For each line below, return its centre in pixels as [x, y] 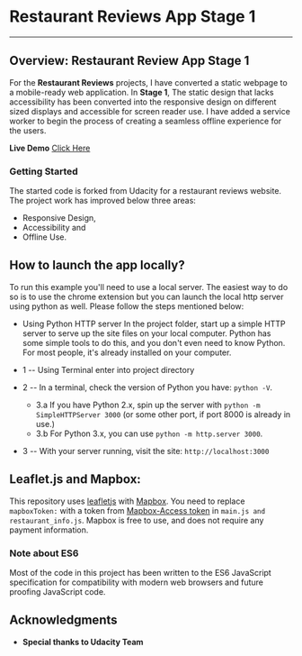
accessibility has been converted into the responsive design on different [143, 102]
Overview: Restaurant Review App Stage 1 [129, 61]
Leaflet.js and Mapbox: [75, 479]
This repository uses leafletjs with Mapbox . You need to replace [127, 501]
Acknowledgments [64, 620]
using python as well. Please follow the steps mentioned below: [127, 306]
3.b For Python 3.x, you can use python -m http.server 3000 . [149, 433]
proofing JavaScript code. [58, 591]
